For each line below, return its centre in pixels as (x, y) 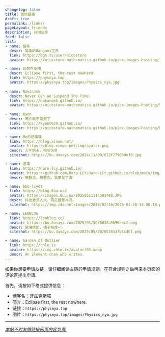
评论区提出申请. (21, 275)
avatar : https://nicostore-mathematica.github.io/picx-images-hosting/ (84, 128)
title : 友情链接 (20, 14)
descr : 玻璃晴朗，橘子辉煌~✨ (36, 227)
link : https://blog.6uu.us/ (38, 191)
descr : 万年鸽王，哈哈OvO (33, 151)
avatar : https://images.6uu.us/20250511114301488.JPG (66, 196)
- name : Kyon (18, 114)
